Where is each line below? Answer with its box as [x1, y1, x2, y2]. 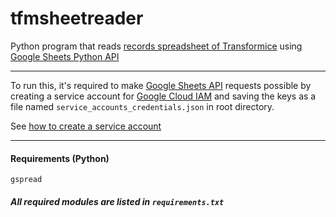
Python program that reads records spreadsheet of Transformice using [10, 40, 303, 52]
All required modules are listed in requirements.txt [10, 195, 225, 207]
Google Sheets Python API [10, 50, 120, 62]
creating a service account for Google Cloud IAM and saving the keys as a [10, 90, 317, 102]
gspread [10, 175, 43, 185]
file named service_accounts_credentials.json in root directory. [10, 100, 275, 112]
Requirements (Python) [10, 152, 110, 164]
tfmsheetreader [10, 7, 144, 30]
